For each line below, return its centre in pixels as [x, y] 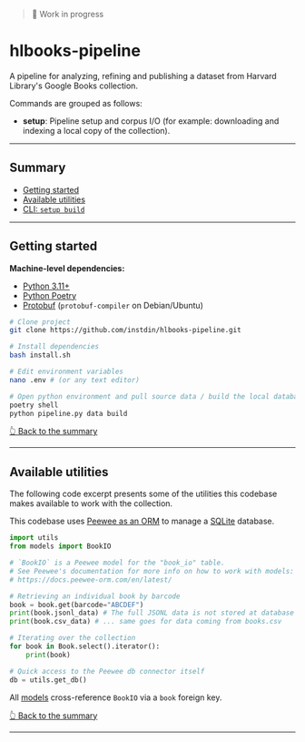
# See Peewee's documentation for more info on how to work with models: [152, 571]
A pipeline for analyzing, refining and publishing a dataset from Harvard [143, 76]
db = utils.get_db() [49, 680]
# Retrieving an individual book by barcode [95, 596]
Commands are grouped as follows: [76, 103]
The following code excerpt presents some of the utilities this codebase [143, 494]
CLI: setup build [54, 208]
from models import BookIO [60, 546]
